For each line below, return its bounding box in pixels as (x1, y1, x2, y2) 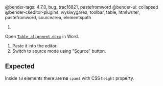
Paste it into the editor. (12, 43, 58, 48)
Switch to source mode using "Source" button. (12, 48, 106, 54)
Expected (5, 62, 35, 70)
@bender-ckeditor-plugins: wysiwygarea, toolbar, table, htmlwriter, (5, 9, 140, 15)
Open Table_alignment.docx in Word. (5, 34, 79, 39)
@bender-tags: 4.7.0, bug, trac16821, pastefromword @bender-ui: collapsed (5, 4, 158, 10)
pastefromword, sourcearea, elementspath (5, 15, 92, 20)
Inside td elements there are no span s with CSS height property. (5, 75, 135, 81)
